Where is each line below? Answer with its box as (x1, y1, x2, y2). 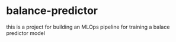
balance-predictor (6, 4, 98, 17)
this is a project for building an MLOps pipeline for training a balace (6, 23, 170, 30)
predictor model (6, 29, 46, 36)
